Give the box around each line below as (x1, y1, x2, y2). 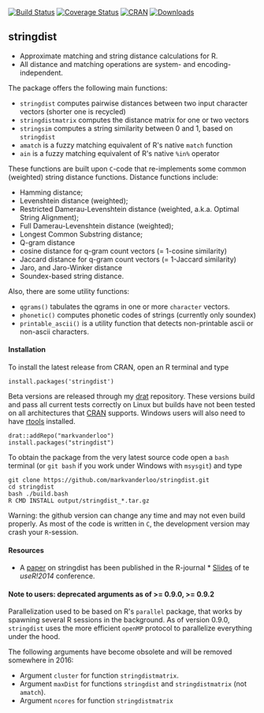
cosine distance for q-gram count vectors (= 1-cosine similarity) (19, 246, 227, 255)
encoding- (196, 59, 231, 69)
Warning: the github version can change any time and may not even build (8, 511, 246, 520)
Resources (8, 545, 45, 555)
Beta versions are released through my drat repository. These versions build (8, 392, 255, 401)
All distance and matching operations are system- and (19, 59, 195, 69)
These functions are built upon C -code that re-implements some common (8, 164, 247, 173)
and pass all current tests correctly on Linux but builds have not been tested (8, 400, 255, 410)
